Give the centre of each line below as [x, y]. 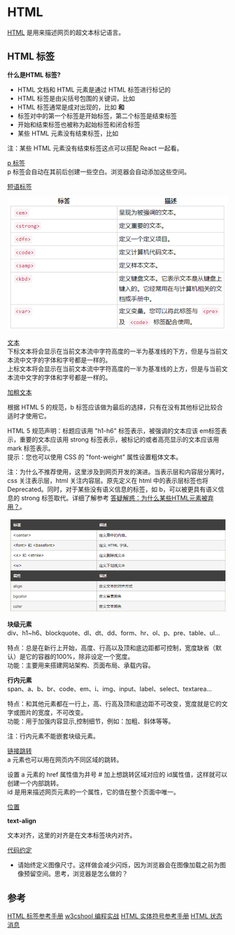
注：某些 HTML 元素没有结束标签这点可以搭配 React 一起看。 [95, 148]
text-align [22, 821]
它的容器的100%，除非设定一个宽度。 [80, 657]
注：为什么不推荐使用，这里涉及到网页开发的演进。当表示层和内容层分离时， [117, 472]
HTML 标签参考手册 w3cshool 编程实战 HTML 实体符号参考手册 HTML [108, 916]
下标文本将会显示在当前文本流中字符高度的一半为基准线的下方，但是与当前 [114, 351]
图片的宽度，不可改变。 [53, 713]
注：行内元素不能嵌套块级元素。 [53, 736]
